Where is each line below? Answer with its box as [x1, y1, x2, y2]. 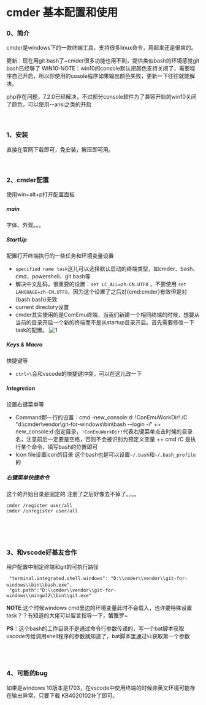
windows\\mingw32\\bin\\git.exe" [6, 593, 92, 599]
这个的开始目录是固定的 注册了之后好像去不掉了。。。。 [6, 490, 140, 497]
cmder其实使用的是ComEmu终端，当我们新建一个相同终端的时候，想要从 [15, 311, 200, 319]
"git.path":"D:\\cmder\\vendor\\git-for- [9, 587, 116, 593]
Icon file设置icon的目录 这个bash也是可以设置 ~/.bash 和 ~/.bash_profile [15, 451, 196, 458]
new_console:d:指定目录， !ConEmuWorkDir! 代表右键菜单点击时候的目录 [15, 427, 193, 435]
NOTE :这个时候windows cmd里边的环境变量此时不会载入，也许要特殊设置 [6, 604, 193, 612]
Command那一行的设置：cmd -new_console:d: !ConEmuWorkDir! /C [15, 413, 188, 421]
